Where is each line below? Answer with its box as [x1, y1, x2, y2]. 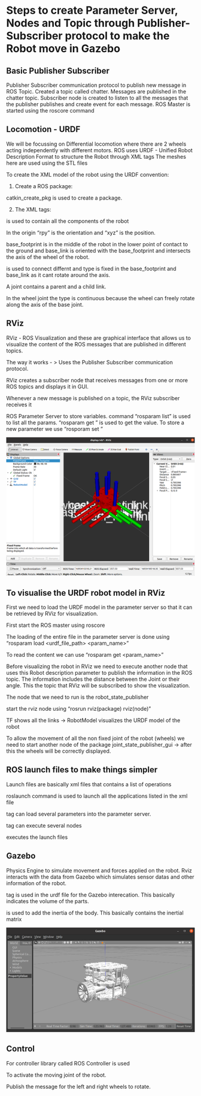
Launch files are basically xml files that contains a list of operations [6, 780, 172, 788]
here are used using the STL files [6, 159, 88, 167]
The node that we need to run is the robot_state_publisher [6, 693, 149, 701]
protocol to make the [65, 29, 170, 43]
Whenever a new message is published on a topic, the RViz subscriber [6, 394, 180, 401]
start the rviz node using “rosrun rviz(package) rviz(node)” [6, 705, 151, 712]
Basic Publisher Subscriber [6, 65, 109, 76]
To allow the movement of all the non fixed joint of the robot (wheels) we [6, 735, 185, 742]
